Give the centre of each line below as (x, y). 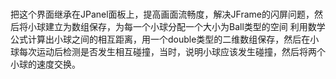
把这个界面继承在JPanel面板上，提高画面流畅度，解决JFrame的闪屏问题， (162, 14)
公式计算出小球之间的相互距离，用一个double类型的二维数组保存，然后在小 (165, 39)
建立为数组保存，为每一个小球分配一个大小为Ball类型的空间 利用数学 (185, 27)
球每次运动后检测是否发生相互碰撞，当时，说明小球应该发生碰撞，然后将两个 (168, 52)
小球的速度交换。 (45, 64)
